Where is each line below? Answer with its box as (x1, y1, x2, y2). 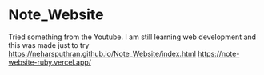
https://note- (197, 49, 240, 58)
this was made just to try (8, 40, 90, 49)
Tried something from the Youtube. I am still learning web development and (8, 32, 257, 41)
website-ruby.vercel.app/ (8, 57, 92, 67)
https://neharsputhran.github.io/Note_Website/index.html (8, 49, 196, 58)
